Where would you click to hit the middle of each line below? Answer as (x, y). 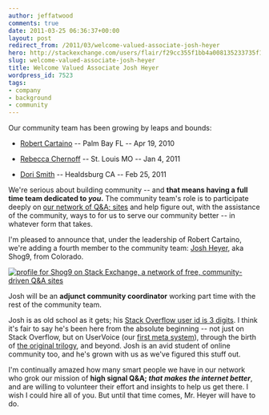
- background (30, 98)
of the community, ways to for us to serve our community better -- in (122, 216)
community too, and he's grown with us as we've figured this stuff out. (125, 354)
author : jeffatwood (41, 16)
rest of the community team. (55, 304)
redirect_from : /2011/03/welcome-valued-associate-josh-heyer (114, 46)
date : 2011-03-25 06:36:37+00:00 (64, 30)
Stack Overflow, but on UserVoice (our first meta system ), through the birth (132, 337)
